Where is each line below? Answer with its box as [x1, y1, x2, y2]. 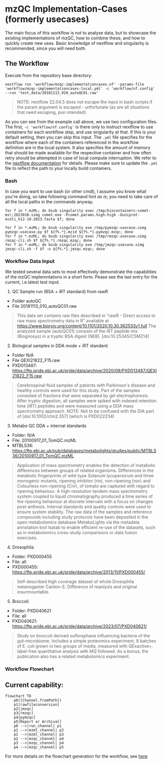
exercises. [16, 535, 38, 541]
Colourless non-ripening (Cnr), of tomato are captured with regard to [16, 483, 155, 489]
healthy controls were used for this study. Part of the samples [16, 388, 140, 393]
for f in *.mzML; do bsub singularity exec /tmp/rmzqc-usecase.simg [5, 234, 147, 239]
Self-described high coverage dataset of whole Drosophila [16, 578, 134, 585]
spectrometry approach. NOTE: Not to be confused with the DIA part [16, 408, 154, 414]
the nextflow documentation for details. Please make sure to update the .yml [5, 160, 158, 166]
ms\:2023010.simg [5, 213, 40, 218]
